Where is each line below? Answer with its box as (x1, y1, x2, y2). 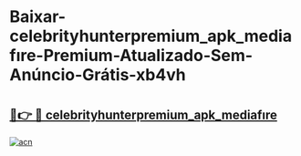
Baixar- (9, 6, 67, 27)
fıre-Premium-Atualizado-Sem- (9, 46, 254, 66)
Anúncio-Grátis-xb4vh (9, 65, 186, 86)
